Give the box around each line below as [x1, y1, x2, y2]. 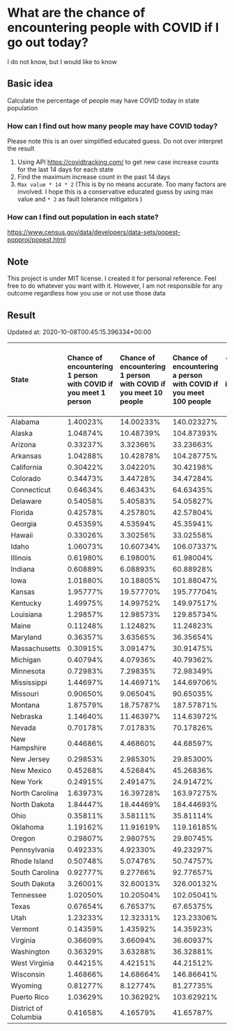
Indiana [10, 564, 35, 574]
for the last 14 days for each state [17, 165, 114, 174]
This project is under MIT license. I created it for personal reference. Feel [7, 274, 217, 283]
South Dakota [10, 878, 56, 888]
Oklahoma [10, 822, 44, 832]
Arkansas [10, 451, 42, 461]
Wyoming [10, 981, 42, 991]
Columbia [10, 1012, 42, 1022]
